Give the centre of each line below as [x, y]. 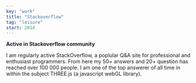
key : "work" [20, 11]
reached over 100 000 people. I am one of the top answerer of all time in [93, 68]
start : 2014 [20, 28]
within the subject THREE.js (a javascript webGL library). [74, 74]
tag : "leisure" [25, 22]
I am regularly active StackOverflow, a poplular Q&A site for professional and [98, 55]
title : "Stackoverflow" [35, 17]
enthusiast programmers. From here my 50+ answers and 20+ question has [97, 62]
